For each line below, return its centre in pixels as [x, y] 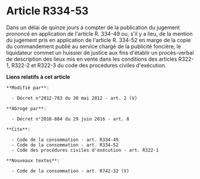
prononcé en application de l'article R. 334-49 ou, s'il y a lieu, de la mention [99, 33]
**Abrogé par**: [26, 108]
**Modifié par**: [28, 87]
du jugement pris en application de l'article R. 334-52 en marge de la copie [99, 40]
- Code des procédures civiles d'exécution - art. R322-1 [85, 150]
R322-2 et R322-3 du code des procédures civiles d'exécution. [89, 65]
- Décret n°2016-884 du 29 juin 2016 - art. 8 [70, 119]
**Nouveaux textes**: [33, 161]
